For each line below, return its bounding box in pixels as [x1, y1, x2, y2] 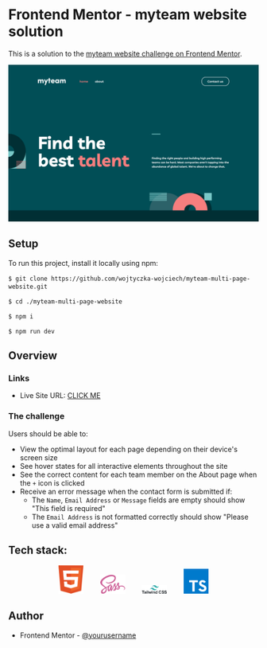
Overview [8, 349, 58, 363]
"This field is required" [31, 503, 106, 513]
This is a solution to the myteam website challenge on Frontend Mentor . [8, 49, 242, 58]
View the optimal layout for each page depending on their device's [19, 444, 238, 454]
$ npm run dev [8, 327, 56, 335]
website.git [8, 283, 48, 291]
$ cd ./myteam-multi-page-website [8, 297, 123, 306]
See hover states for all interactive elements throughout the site [19, 461, 228, 470]
